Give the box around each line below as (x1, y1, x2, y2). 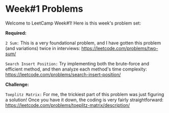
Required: (5, 30, 27, 36)
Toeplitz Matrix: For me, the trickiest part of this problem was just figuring (5, 91, 164, 97)
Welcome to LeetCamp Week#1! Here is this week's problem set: (5, 20, 141, 26)
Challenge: (5, 81, 29, 87)
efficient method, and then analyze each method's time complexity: (5, 66, 147, 72)
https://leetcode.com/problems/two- (81, 45, 158, 51)
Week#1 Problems (5, 3, 83, 15)
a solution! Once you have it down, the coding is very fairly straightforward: (5, 97, 164, 103)
